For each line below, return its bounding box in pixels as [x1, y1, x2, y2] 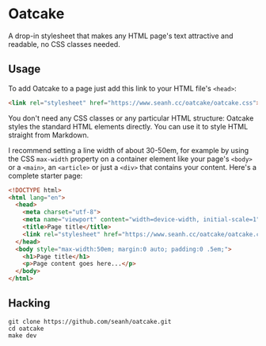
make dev [8, 331, 37, 340]
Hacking [8, 297, 51, 310]
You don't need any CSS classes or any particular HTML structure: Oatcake [8, 113, 254, 123]
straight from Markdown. [8, 130, 89, 140]
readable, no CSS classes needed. [8, 39, 120, 48]
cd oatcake [8, 325, 44, 333]
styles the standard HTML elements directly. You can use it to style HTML [8, 121, 249, 131]
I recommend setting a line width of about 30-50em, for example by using [8, 145, 249, 155]
